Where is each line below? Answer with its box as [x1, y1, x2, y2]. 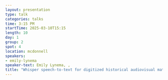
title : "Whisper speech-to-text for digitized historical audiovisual [5, 68, 155, 73]
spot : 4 [5, 44, 21, 49]
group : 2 [5, 40, 23, 45]
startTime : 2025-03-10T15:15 [5, 26, 66, 31]
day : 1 [5, 35, 19, 40]
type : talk [5, 12, 28, 17]
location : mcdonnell [5, 49, 48, 54]
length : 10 [5, 30, 28, 35]
